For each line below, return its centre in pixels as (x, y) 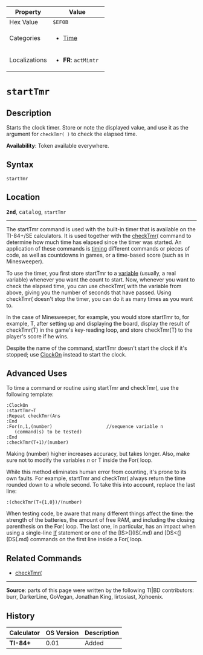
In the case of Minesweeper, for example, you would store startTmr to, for (98, 317)
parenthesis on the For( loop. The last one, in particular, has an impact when (101, 527)
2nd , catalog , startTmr (36, 212)
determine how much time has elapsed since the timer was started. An (94, 242)
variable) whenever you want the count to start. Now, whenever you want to (101, 279)
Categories (25, 38)
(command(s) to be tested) (48, 432)
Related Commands (44, 558)
